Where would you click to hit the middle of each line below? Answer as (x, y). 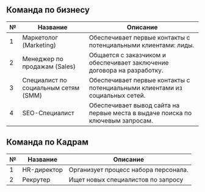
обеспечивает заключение (129, 62)
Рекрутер (36, 179)
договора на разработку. (126, 70)
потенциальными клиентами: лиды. (142, 45)
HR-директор (42, 169)
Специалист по (45, 80)
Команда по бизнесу (48, 10)
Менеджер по (43, 59)
